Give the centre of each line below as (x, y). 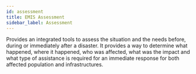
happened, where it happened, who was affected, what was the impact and (98, 52)
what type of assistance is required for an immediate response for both (93, 58)
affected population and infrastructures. (55, 65)
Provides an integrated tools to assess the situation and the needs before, (96, 40)
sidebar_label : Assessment (39, 22)
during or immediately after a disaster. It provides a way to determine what (97, 46)
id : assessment (25, 12)
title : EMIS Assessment (36, 17)
